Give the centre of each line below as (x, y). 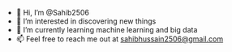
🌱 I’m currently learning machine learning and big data (107, 30)
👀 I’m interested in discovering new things (86, 21)
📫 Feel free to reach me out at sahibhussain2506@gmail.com (120, 39)
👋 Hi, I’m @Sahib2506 (52, 13)
